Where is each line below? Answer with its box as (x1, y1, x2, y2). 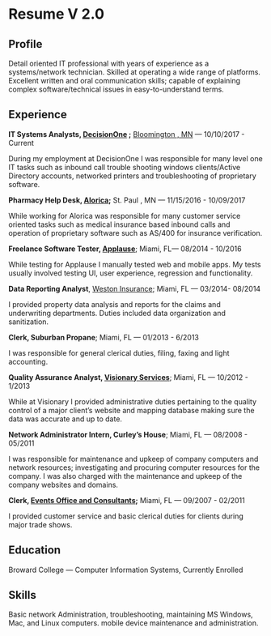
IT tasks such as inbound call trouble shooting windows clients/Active (8, 162, 241, 172)
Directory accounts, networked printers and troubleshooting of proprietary (8, 171, 256, 181)
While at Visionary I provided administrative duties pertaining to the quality (8, 396, 257, 406)
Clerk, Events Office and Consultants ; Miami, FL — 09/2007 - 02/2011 (8, 495, 245, 505)
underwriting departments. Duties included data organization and (8, 308, 227, 318)
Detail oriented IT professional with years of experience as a (8, 58, 210, 68)
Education (8, 544, 61, 557)
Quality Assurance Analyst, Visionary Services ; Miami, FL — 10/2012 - (8, 372, 248, 382)
